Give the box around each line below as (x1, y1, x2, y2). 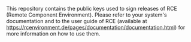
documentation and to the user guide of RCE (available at (6, 18, 148, 24)
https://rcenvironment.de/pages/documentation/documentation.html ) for (6, 24, 186, 31)
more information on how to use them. (6, 30, 101, 37)
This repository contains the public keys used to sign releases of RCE (6, 5, 178, 12)
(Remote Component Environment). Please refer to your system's (6, 11, 167, 18)
